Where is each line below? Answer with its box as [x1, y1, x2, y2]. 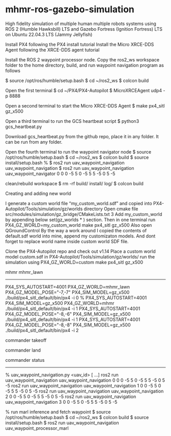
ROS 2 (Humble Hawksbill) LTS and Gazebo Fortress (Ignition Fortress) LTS [5, 26, 163, 32]
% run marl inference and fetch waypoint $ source [5, 408, 111, 415]
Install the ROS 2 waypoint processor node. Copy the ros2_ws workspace [5, 56, 159, 62]
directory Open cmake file [83, 206, 138, 212]
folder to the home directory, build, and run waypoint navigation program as [5, 62, 164, 68]
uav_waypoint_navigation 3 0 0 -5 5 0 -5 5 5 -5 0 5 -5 [5, 399, 118, 405]
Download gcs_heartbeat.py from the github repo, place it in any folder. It [5, 133, 159, 139]
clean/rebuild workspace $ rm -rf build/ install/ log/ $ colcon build [5, 180, 144, 186]
